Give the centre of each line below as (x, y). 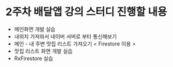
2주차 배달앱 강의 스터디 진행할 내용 (86, 12)
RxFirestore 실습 (34, 58)
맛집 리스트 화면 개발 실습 (43, 51)
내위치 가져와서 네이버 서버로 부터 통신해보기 (66, 36)
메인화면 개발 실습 (35, 29)
